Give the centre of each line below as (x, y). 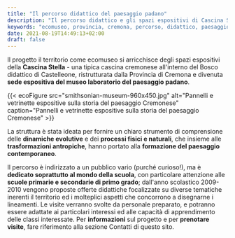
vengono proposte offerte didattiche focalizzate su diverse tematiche (122, 190)
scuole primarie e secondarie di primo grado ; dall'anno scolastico (103, 182)
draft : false (26, 40)
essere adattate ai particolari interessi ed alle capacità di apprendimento (111, 212)
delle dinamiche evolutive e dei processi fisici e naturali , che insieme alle (114, 139)
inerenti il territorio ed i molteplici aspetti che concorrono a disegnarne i (111, 197)
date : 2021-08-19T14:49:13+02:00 (56, 33)
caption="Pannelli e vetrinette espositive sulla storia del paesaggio (103, 111)
